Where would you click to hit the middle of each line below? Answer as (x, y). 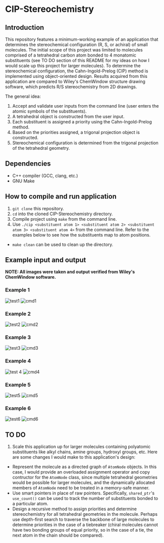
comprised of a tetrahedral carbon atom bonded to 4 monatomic (71, 55)
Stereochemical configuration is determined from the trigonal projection (85, 143)
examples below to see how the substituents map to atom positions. (81, 235)
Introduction (25, 28)
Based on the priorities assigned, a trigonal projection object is (76, 132)
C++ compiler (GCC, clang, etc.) (45, 176)
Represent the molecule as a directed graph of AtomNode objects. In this (84, 467)
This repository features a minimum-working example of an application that (82, 39)
